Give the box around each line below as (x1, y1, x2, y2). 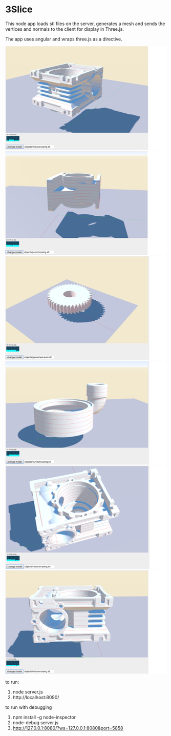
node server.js (12, 688, 44, 695)
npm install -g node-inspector (12, 714, 76, 720)
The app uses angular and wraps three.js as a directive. (5, 36, 122, 42)
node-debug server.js (12, 719, 59, 726)
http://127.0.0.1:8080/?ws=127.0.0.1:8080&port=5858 (12, 725, 123, 731)
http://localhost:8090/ (12, 694, 59, 700)
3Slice (5, 4, 33, 15)
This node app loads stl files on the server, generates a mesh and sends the (5, 21, 165, 27)
